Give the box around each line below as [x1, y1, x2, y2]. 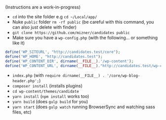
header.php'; [12, 79, 40, 83]
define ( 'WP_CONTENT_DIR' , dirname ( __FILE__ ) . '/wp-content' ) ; [5, 59, 134, 64]
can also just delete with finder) [12, 24, 77, 30]
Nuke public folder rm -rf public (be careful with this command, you [12, 19, 154, 25]
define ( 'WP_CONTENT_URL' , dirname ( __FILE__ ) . [5, 63, 100, 68]
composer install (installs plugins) [12, 82, 83, 88]
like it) [12, 40, 25, 46]
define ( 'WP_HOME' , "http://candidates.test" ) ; [5, 54, 103, 59]
